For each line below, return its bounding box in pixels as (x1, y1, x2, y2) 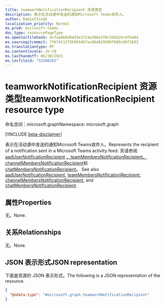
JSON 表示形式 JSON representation (5, 258, 117, 267)
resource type (5, 104, 64, 116)
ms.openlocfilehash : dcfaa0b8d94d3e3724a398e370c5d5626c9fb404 (5, 35, 139, 40)
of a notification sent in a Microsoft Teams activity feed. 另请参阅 (5, 148, 138, 154)
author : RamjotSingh (5, 16, 48, 21)
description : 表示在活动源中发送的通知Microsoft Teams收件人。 (5, 12, 126, 17)
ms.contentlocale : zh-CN (5, 49, 56, 54)
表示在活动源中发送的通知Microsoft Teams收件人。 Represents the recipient (5, 142, 159, 148)
